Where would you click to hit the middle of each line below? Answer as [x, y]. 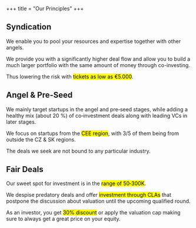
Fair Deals [25, 169]
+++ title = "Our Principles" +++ [45, 9]
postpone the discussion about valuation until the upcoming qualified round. [98, 201]
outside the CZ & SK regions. [41, 139]
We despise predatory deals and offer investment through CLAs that [89, 195]
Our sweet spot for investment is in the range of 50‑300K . [76, 184]
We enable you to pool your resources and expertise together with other [94, 41]
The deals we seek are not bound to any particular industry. [79, 151]
